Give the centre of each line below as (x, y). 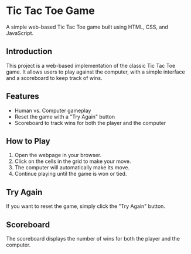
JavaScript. (20, 33)
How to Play (28, 141)
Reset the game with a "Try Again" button (65, 116)
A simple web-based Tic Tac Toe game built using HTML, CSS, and (87, 27)
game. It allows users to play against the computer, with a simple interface (96, 72)
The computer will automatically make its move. (72, 168)
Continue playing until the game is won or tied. (71, 174)
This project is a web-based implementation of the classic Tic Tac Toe (91, 65)
